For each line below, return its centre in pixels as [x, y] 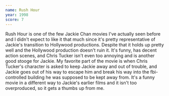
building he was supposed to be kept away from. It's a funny [91, 78]
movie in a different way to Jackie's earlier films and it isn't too [71, 83]
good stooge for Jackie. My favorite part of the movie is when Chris [77, 61]
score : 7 [15, 19]
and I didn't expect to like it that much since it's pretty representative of [80, 39]
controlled [16, 78]
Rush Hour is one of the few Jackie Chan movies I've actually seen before [83, 34]
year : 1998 [17, 15]
